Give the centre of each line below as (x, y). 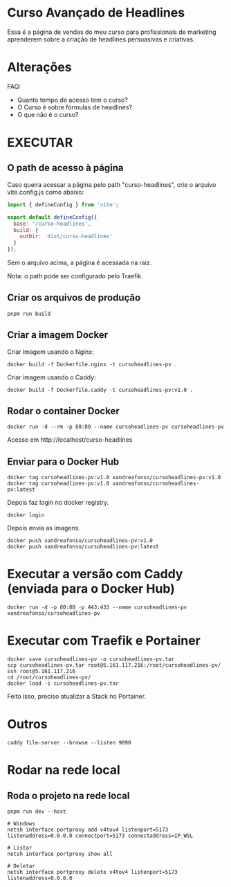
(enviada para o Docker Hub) (91, 589)
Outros (27, 724)
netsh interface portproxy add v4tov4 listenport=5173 (88, 830)
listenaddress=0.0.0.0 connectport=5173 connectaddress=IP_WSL (100, 836)
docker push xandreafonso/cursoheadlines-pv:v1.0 (80, 541)
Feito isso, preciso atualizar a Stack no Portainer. (77, 697)
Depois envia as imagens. (44, 528)
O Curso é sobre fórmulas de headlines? (75, 107)
